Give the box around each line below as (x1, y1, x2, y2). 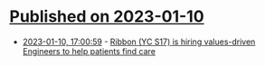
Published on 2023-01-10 (9, 6, 205, 27)
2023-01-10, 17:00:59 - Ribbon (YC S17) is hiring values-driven (22, 36, 256, 47)
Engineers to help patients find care (22, 45, 156, 56)
